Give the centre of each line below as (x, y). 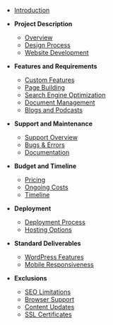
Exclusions (30, 278)
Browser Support (49, 299)
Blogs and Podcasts (54, 110)
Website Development (57, 53)
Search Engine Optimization (65, 95)
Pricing (35, 180)
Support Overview (51, 137)
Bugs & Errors (44, 145)
